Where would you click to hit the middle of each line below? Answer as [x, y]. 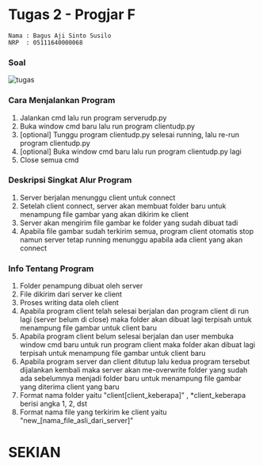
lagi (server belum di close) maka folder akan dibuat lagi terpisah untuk [135, 319]
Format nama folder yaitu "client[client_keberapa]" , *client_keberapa [133, 395]
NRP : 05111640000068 [46, 42]
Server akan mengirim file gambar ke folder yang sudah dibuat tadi [129, 223]
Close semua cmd [49, 159]
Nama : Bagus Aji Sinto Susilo [60, 36]
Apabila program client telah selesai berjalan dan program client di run [134, 311]
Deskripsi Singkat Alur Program [70, 180]
